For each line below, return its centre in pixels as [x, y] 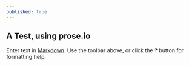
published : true [27, 12]
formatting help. [26, 57]
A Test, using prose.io [48, 36]
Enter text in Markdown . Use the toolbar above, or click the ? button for [95, 50]
